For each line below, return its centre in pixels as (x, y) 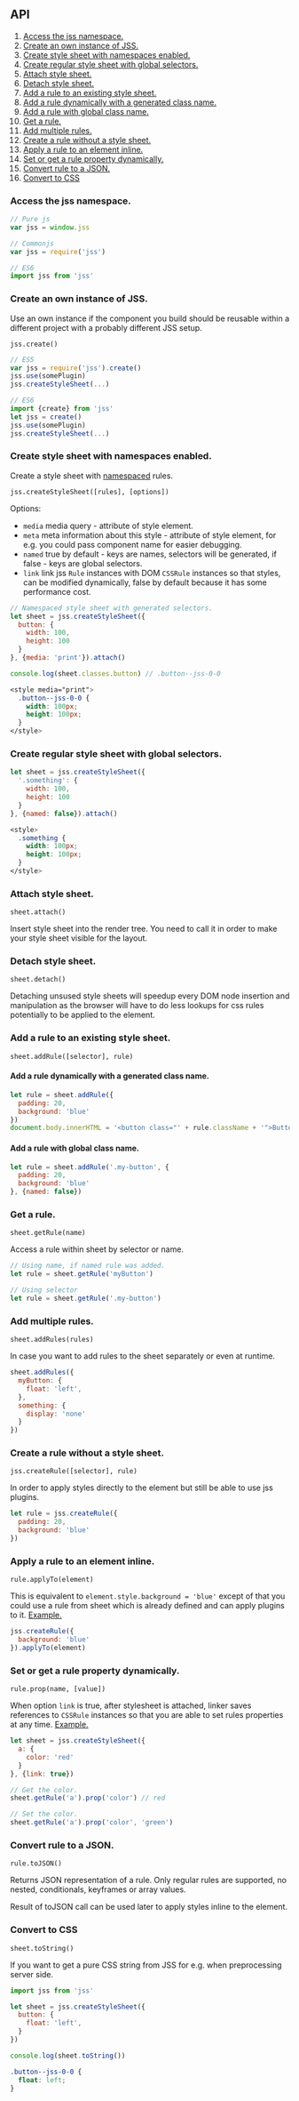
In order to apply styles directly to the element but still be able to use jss (142, 1488)
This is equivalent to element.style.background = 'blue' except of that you (148, 1596)
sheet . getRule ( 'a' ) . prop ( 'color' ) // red (88, 1798)
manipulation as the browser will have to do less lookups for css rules (137, 1006)
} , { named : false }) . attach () (64, 814)
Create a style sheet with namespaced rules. (92, 476)
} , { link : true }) (42, 1774)
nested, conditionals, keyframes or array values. (98, 1889)
